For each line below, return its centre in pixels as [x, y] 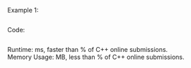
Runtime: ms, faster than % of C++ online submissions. [88, 49]
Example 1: [23, 10]
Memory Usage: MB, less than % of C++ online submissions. [96, 57]
